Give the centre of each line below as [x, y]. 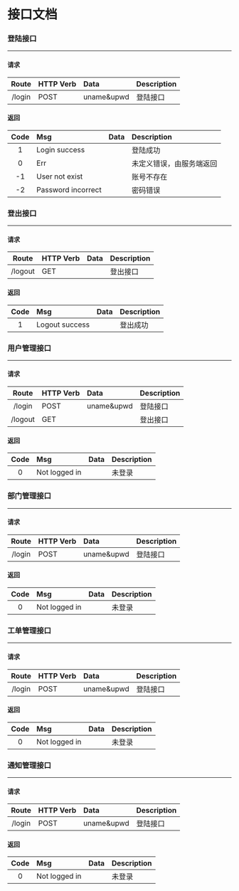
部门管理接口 [30, 496]
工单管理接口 [30, 631]
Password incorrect [69, 189]
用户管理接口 [30, 348]
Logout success [63, 325]
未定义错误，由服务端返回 [174, 163]
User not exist [60, 176]
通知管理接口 [30, 765]
